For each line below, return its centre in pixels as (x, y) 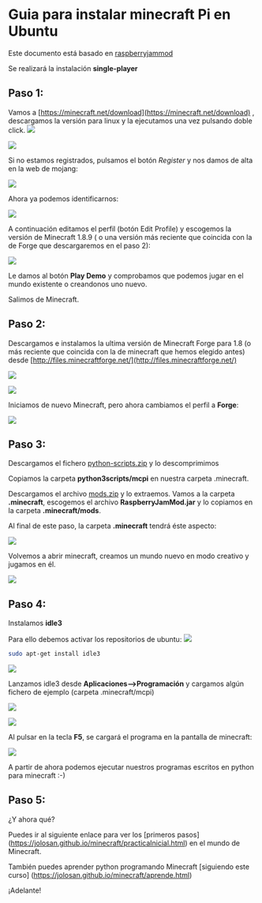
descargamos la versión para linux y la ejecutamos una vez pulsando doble (130, 121)
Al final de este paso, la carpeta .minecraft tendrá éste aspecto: (112, 526)
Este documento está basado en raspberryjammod (91, 53)
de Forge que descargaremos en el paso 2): (80, 245)
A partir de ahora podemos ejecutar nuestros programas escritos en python (131, 767)
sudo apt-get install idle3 (54, 654)
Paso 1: (26, 94)
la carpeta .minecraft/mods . (54, 511)
